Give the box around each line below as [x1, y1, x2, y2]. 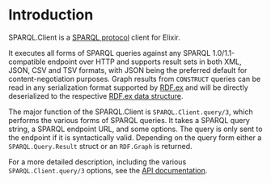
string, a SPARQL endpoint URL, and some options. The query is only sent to [8, 124, 263, 134]
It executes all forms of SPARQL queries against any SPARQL [8, 48, 211, 57]
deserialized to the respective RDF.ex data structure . [8, 91, 184, 100]
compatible [8, 57, 46, 66]
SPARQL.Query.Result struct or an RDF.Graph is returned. [8, 141, 193, 151]
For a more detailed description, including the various [8, 156, 187, 167]
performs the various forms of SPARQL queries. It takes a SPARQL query [8, 115, 251, 125]
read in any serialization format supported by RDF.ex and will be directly [8, 83, 248, 92]
